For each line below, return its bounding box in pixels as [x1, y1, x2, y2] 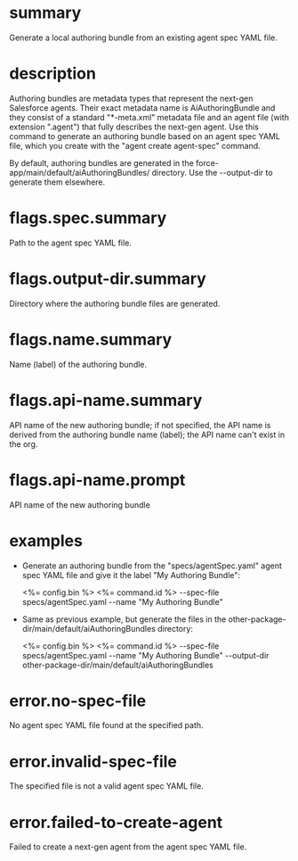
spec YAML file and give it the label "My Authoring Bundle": [21, 569, 241, 580]
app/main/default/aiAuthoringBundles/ [9, 167, 150, 178]
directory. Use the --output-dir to [151, 167, 273, 178]
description [9, 63, 96, 84]
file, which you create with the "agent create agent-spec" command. [9, 140, 261, 151]
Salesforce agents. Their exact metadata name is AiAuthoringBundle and [9, 102, 276, 113]
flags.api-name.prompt [9, 469, 186, 490]
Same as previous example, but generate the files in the [21, 614, 227, 625]
